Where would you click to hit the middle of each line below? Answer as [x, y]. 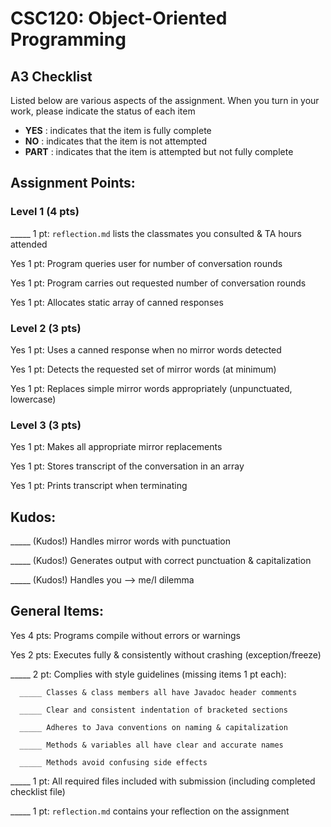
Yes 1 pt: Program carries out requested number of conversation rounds [158, 283]
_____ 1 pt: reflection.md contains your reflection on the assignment [150, 811]
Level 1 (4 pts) [45, 212]
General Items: [57, 611]
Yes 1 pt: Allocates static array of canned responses [117, 302]
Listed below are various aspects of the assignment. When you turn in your [165, 100]
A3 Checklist [51, 76]
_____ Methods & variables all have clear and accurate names [151, 745]
